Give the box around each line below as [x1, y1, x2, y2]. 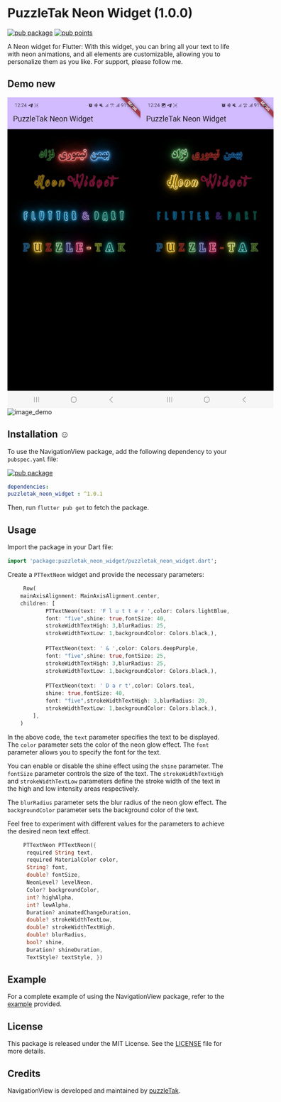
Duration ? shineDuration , [26, 946, 103, 954]
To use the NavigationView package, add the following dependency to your [7, 447, 227, 455]
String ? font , [26, 864, 69, 871]
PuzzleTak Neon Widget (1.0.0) [7, 5, 193, 21]
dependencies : [7, 483, 50, 490]
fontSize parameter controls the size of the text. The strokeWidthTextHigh [7, 769, 224, 777]
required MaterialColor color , [26, 856, 119, 864]
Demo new [7, 78, 55, 90]
